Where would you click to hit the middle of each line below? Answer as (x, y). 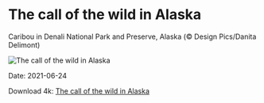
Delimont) (24, 44)
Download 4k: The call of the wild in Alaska (79, 91)
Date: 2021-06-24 (38, 75)
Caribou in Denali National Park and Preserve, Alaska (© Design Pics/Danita (132, 36)
